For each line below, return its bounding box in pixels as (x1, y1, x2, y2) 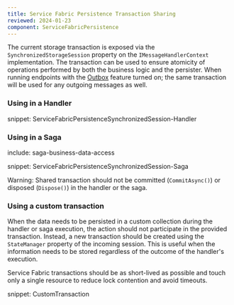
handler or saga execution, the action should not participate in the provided (7, 225, 228, 233)
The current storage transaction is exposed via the (7, 43, 155, 52)
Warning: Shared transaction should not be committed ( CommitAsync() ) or (7, 175, 221, 184)
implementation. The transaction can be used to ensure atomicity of (7, 58, 206, 67)
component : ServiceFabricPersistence (7, 23, 119, 30)
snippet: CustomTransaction (7, 290, 90, 299)
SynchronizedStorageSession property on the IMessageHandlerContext (7, 50, 209, 59)
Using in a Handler (7, 99, 72, 109)
